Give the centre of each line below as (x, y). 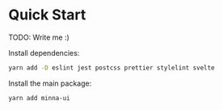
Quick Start (47, 15)
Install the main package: (50, 83)
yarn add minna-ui (39, 98)
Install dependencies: (44, 53)
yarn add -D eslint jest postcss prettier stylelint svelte (112, 68)
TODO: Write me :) (39, 37)
